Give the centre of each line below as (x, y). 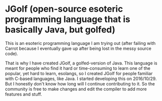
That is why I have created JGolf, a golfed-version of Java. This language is (81, 63)
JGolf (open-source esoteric (64, 9)
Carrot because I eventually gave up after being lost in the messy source (78, 48)
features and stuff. (24, 94)
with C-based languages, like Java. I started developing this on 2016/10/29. (81, 79)
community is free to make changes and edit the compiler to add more (76, 89)
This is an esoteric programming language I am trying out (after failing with (80, 43)
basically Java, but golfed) (60, 30)
